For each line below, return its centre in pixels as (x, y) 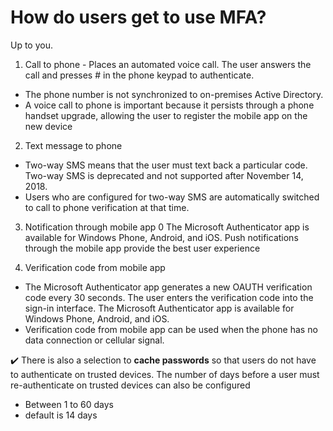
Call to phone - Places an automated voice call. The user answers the (168, 64)
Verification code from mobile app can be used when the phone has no (171, 329)
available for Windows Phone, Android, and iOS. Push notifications (161, 237)
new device (48, 126)
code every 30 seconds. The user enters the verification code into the (169, 297)
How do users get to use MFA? (138, 17)
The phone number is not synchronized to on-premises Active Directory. (174, 94)
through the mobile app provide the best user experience (142, 248)
